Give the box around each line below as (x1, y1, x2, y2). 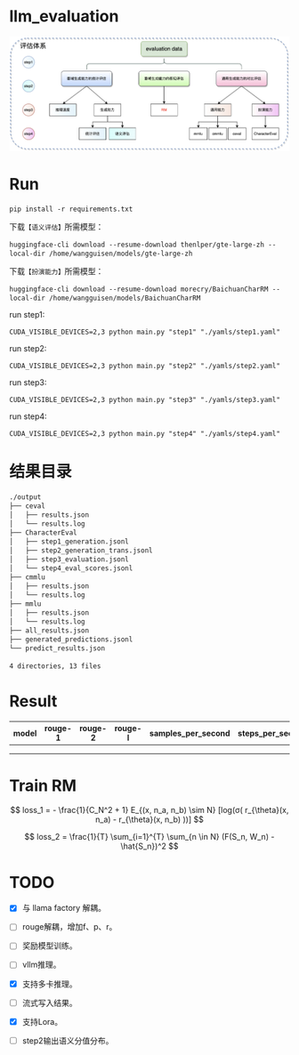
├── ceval (9, 501, 46, 511)
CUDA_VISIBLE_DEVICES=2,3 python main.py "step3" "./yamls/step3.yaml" (9, 395, 280, 404)
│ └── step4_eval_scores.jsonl (9, 563, 133, 573)
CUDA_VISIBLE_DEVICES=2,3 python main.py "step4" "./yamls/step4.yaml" (9, 429, 280, 438)
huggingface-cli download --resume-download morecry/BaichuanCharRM (9, 285, 269, 294)
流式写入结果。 (21, 997, 77, 1008)
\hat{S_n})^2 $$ (120, 841, 179, 851)
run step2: (9, 342, 47, 353)
